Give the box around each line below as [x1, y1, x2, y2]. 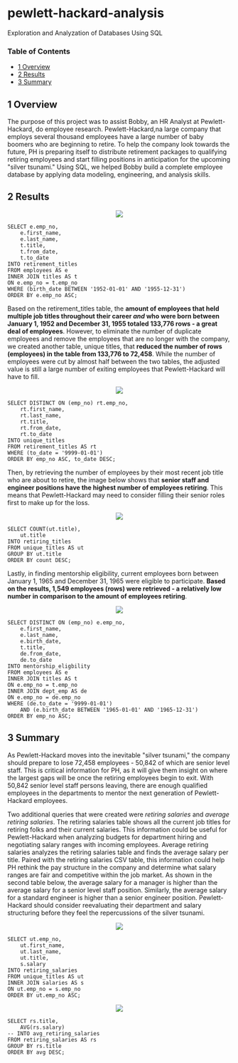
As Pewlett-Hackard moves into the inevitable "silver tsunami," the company [7, 750, 230, 759]
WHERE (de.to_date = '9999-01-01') [7, 700, 113, 707]
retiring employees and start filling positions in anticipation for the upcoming [7, 155, 231, 164]
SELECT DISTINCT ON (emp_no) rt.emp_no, [7, 399, 129, 407]
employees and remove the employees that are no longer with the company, [7, 334, 230, 343]
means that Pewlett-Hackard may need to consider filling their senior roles [7, 490, 225, 499]
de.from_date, [20, 650, 62, 657]
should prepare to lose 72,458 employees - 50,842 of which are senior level [7, 758, 230, 767]
